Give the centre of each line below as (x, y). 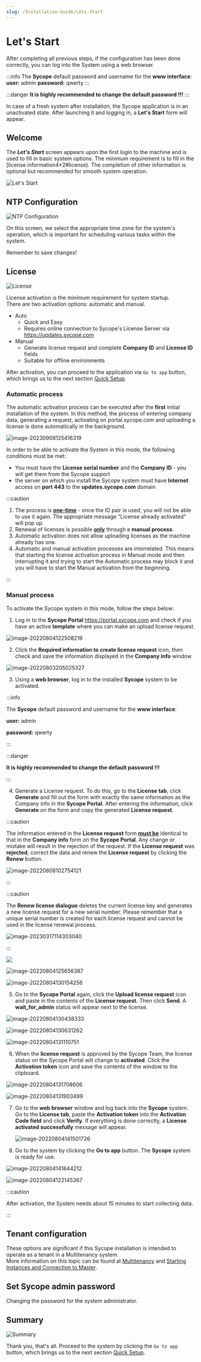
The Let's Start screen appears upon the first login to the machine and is (97, 152)
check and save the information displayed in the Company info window (103, 656)
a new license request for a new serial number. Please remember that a (94, 912)
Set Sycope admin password (61, 1286)
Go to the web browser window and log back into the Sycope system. (102, 1107)
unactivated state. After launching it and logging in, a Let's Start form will (97, 113)
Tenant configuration (46, 1234)
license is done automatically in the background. (66, 426)
